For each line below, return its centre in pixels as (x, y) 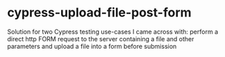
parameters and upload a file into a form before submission (92, 46)
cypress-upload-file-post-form (100, 13)
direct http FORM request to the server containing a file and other (101, 38)
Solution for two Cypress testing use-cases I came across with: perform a (113, 32)
